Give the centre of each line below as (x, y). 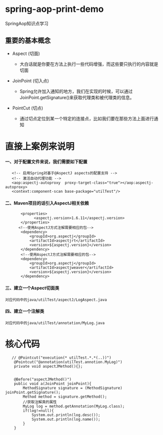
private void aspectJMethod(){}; (48, 366)
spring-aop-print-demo (54, 9)
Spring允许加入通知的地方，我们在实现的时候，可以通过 (76, 91)
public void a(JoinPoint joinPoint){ (53, 383)
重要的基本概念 (28, 41)
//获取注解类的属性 (40, 402)
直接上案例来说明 (40, 146)
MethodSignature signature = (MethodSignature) (73, 388)
